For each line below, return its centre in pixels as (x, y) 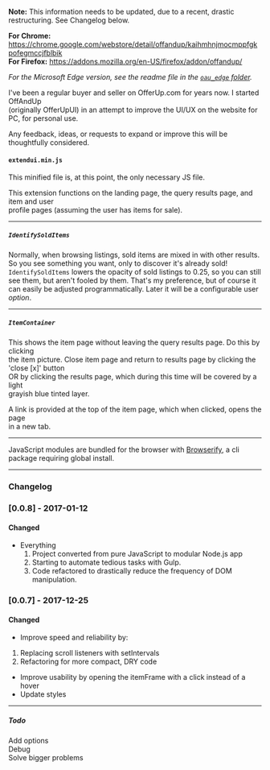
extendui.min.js (35, 160)
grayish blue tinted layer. (49, 394)
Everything (38, 545)
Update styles (43, 694)
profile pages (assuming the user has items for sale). (96, 210)
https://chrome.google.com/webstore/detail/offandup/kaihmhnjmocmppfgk (133, 44)
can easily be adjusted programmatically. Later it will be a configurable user (133, 289)
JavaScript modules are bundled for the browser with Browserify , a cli (124, 449)
